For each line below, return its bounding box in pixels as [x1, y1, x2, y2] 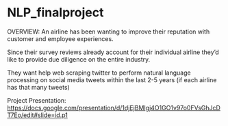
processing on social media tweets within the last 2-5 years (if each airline [7, 75, 217, 84]
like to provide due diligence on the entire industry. [7, 55, 151, 63]
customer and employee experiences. [7, 34, 114, 42]
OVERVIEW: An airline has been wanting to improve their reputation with [7, 27, 210, 36]
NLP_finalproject [7, 5, 104, 21]
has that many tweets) [7, 83, 70, 91]
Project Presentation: [7, 96, 66, 104]
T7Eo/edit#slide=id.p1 [7, 111, 68, 119]
